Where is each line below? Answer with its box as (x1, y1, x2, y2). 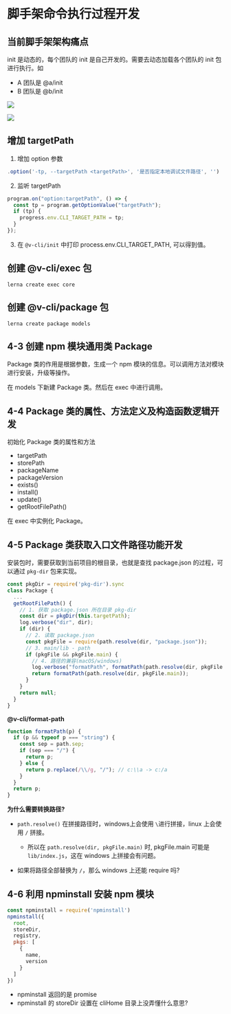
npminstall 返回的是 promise (16, 991, 98, 999)
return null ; (19, 689, 57, 696)
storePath (16, 459, 45, 467)
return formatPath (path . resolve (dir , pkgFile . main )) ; (32, 670, 189, 677)
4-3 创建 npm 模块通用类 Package (7, 340, 153, 352)
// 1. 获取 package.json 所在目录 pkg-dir (19, 606, 137, 613)
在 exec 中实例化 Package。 (7, 517, 87, 525)
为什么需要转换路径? (7, 805, 65, 813)
